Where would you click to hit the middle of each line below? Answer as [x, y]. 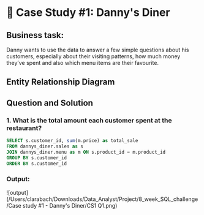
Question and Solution [50, 103]
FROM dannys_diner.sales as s [45, 146]
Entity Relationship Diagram [61, 82]
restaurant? [24, 128]
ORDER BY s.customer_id [37, 164]
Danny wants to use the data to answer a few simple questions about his [98, 50]
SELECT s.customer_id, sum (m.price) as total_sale [72, 141]
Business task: [35, 35]
